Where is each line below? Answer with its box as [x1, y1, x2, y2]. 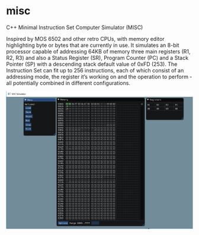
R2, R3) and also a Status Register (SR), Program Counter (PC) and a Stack [6, 54, 188, 61]
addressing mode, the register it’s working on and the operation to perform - [6, 73, 192, 80]
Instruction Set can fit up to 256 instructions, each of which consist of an [6, 66, 184, 74]
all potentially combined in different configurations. [6, 79, 130, 87]
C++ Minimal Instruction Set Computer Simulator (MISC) [6, 24, 143, 31]
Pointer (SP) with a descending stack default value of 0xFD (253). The [6, 61, 178, 68]
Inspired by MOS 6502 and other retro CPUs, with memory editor [6, 35, 165, 42]
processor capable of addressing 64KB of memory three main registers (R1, [6, 47, 191, 55]
